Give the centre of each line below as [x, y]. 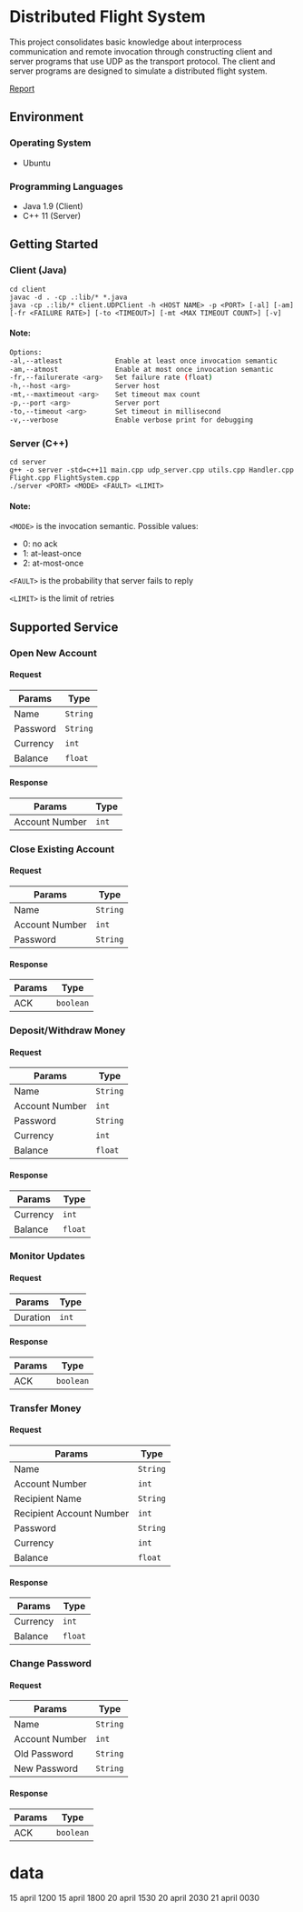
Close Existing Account [62, 849]
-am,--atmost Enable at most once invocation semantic [142, 369]
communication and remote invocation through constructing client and [141, 51]
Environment [47, 117]
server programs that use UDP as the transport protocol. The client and [142, 61]
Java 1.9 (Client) [53, 205]
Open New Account [53, 653]
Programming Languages [67, 186]
